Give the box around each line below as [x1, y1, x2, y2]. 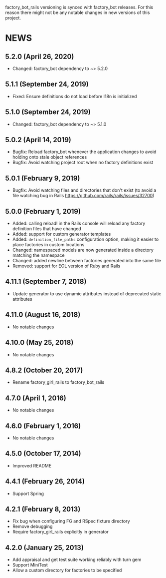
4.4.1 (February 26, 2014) [5, 477, 85, 486]
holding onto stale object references [12, 154, 87, 160]
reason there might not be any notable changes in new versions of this [5, 10, 150, 16]
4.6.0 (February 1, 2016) [5, 421, 81, 430]
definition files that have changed [12, 226, 81, 232]
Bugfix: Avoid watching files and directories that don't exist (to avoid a [12, 187, 157, 193]
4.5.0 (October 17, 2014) [5, 449, 81, 458]
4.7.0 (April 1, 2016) [5, 394, 66, 402]
